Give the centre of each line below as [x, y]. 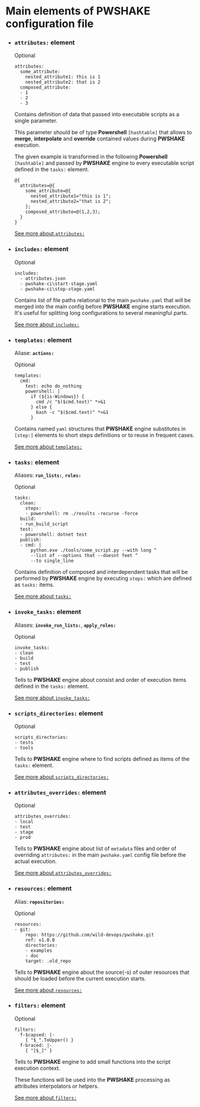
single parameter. [36, 121]
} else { [41, 407]
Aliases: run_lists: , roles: [48, 476]
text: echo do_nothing [54, 386]
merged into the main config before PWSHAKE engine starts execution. [102, 306]
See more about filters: [46, 1097]
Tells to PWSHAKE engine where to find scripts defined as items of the [102, 759]
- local [24, 822]
